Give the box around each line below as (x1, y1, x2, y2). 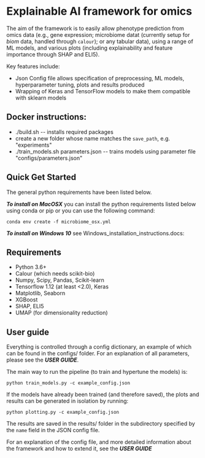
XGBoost (15, 296, 38, 303)
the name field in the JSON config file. (6, 427, 100, 434)
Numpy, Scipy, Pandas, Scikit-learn (15, 276, 104, 284)
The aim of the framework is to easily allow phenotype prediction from (6, 25, 184, 32)
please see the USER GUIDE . (6, 356, 79, 363)
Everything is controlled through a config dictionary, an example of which (6, 343, 192, 351)
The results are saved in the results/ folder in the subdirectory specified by (6, 420, 195, 427)
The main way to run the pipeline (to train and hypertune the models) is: (6, 368, 188, 376)
